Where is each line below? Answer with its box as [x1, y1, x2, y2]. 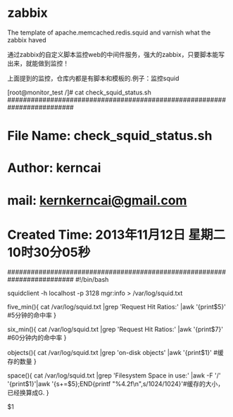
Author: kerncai [7, 160, 101, 176]
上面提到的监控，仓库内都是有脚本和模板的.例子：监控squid [7, 74, 180, 82]
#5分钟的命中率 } [7, 311, 57, 320]
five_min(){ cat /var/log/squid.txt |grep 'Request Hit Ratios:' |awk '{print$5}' [7, 303, 227, 311]
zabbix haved [7, 35, 46, 44]
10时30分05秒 [7, 244, 91, 260]
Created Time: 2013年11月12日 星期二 [7, 227, 226, 242]
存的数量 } [7, 357, 37, 366]
